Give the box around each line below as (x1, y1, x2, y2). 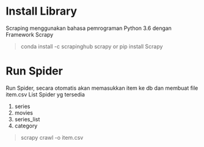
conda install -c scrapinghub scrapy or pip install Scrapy (20, 43, 163, 50)
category (14, 122, 38, 129)
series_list (14, 115, 40, 123)
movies (14, 109, 33, 117)
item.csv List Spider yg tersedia (5, 90, 85, 98)
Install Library (5, 4, 78, 18)
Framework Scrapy (5, 30, 54, 38)
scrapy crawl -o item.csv (20, 134, 84, 141)
